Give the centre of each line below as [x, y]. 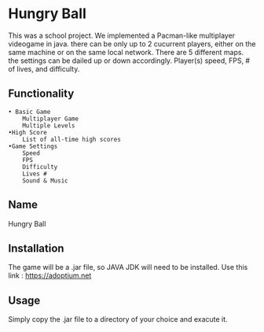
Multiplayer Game [51, 119]
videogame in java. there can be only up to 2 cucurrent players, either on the [132, 43]
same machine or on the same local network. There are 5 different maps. [126, 52]
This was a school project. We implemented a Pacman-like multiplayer [122, 35]
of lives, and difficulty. [44, 68]
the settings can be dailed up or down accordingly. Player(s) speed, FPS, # [129, 61]
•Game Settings [33, 146]
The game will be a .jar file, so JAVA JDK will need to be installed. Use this [128, 267]
